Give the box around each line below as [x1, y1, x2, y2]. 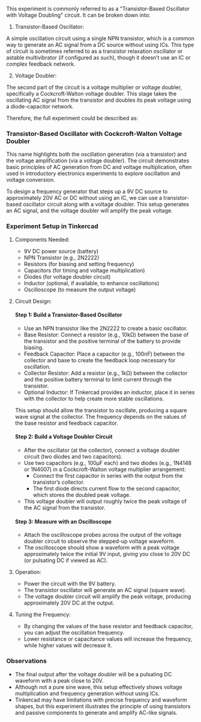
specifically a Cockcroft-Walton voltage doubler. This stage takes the [6, 90, 177, 97]
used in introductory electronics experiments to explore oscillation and [6, 170, 181, 177]
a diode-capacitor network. [6, 103, 74, 110]
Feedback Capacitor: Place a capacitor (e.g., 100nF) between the [23, 350, 185, 357]
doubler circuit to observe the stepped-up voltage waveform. [23, 538, 175, 545]
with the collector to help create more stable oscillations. [23, 395, 164, 402]
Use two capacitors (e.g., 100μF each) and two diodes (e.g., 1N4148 [23, 460, 192, 466]
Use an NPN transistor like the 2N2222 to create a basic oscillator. [23, 324, 188, 332]
